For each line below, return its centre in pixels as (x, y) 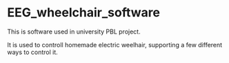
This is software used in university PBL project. (74, 32)
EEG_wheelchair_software (84, 13)
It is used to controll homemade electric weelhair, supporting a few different (115, 45)
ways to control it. (33, 52)
